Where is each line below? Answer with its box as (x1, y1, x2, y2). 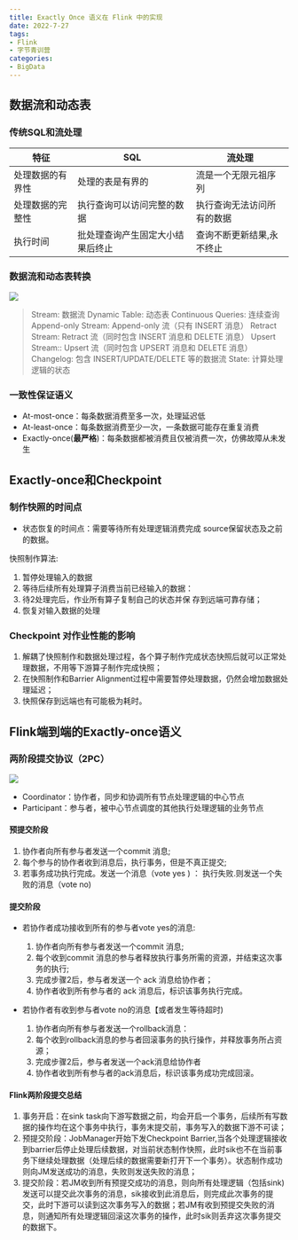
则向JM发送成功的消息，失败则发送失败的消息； (21, 1166, 198, 1177)
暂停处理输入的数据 (21, 571, 93, 582)
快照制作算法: (9, 553, 59, 563)
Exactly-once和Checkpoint (9, 472, 162, 488)
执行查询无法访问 (195, 199, 268, 211)
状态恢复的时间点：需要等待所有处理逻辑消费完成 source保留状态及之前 (21, 522, 283, 533)
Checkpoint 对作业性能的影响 (9, 629, 136, 641)
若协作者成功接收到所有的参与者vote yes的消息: (21, 922, 196, 933)
